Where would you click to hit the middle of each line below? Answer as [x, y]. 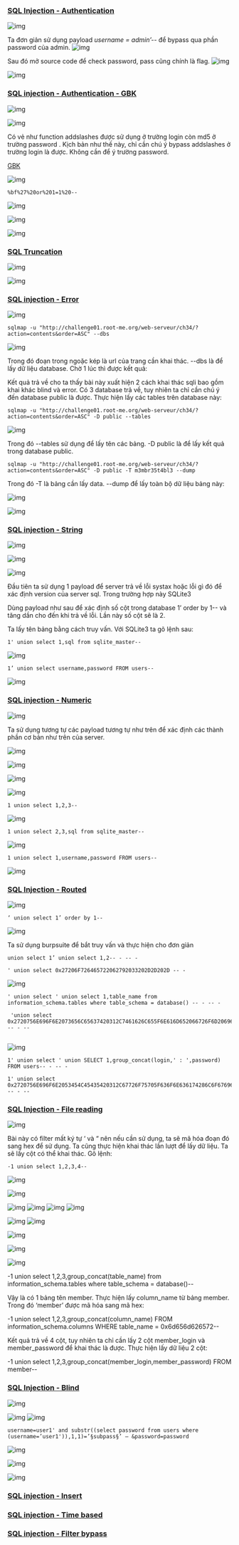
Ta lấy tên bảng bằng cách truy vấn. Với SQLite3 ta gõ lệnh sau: [101, 629]
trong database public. [41, 451]
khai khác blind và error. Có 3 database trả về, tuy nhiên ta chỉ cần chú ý [114, 390]
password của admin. [39, 48]
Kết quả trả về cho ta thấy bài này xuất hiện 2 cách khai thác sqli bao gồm [116, 382]
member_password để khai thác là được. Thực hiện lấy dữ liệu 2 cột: [107, 1348]
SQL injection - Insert [45, 1495]
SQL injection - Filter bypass [57, 1534]
